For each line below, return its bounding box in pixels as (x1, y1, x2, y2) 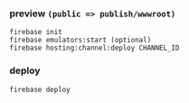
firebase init (9, 28, 63, 37)
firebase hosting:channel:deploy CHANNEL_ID (9, 43, 180, 52)
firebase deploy (9, 85, 71, 94)
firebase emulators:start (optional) (9, 35, 152, 45)
